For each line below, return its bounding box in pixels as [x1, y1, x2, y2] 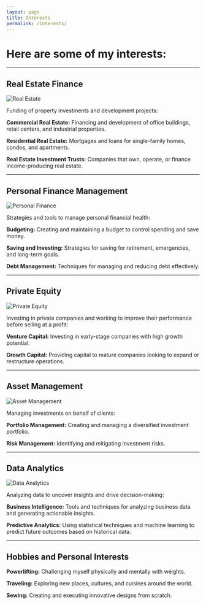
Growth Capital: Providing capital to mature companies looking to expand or [6, 351, 199, 358]
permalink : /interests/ [6, 20, 67, 26]
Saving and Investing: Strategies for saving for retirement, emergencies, [6, 244, 190, 252]
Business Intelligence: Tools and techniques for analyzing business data [6, 503, 191, 511]
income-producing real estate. [6, 162, 83, 169]
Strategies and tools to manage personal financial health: [6, 214, 150, 221]
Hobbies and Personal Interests [6, 552, 129, 562]
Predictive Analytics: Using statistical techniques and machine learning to [6, 522, 195, 529]
